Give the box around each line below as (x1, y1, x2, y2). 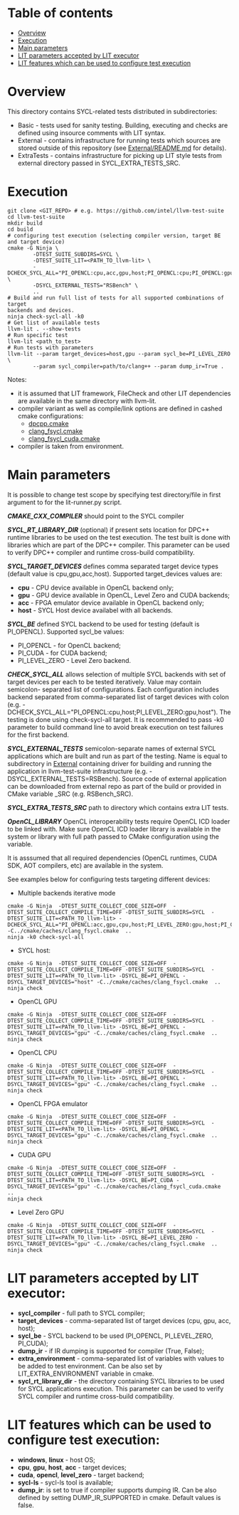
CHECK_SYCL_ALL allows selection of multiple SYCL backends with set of (7, 670, 226, 679)
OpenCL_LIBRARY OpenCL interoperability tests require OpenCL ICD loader (7, 817, 230, 826)
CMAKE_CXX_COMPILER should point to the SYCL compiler (7, 511, 185, 520)
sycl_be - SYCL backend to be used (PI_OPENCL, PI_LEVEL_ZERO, (17, 1331, 213, 1340)
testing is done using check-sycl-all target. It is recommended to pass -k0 (7, 715, 224, 723)
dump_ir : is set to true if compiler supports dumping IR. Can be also (17, 1485, 217, 1494)
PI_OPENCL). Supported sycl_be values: (7, 627, 124, 636)
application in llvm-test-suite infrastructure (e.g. (7, 767, 148, 775)
